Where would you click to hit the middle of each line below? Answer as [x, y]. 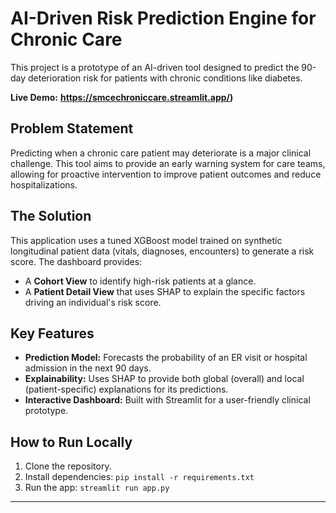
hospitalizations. [44, 184]
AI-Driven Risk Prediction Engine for [163, 18]
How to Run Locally [71, 442]
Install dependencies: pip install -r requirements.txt [139, 477]
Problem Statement [72, 128]
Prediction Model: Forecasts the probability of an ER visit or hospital [166, 358]
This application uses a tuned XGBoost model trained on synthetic [146, 240]
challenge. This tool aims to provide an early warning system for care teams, [168, 163]
